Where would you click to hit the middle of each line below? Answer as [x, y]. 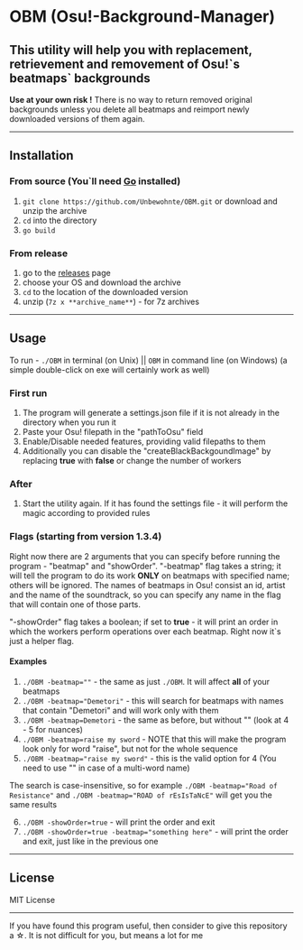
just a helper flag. [42, 641]
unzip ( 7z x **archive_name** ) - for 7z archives [111, 301]
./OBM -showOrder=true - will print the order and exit [119, 822]
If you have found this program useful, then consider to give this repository [148, 926]
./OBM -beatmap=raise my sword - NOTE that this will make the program [154, 739]
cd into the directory [60, 220]
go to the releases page [66, 272]
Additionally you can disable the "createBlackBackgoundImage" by [147, 451]
